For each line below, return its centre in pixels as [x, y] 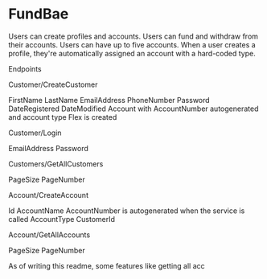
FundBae [39, 14]
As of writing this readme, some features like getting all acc [107, 265]
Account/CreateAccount [48, 195]
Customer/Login [35, 133]
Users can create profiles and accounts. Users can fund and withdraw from [133, 36]
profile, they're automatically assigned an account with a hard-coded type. [132, 53]
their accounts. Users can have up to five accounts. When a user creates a [132, 44]
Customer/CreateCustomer [53, 84]
